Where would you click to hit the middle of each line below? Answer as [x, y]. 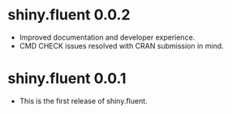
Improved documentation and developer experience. [107, 37]
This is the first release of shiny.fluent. [83, 101]
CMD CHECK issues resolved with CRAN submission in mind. [121, 45]
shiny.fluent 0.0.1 [67, 79]
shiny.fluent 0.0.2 [69, 15]
